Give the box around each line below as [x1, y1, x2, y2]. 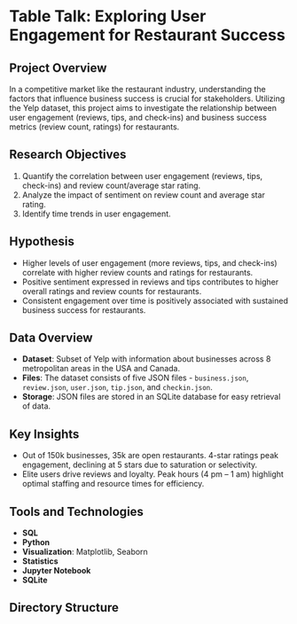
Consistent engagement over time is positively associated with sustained [21, 295, 288, 306]
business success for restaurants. [21, 304, 146, 316]
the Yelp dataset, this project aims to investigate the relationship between [9, 103, 277, 113]
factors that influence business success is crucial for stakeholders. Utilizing [9, 93, 285, 104]
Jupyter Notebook [21, 565, 91, 576]
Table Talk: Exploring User [9, 6, 207, 27]
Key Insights [9, 426, 80, 441]
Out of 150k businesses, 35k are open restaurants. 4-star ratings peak [21, 450, 279, 461]
